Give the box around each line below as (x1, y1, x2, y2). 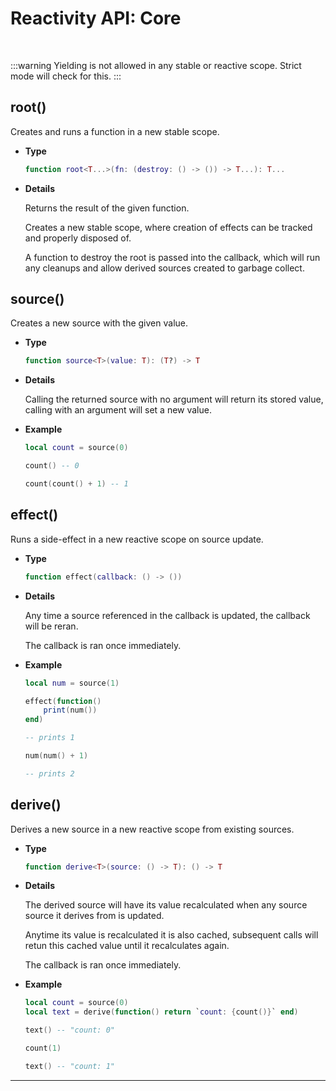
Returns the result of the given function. (24, 202, 190, 214)
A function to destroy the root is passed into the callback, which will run (24, 251, 321, 263)
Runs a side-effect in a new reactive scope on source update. (10, 533, 264, 545)
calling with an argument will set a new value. (24, 404, 212, 416)
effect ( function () (24, 696, 102, 706)
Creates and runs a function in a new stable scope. (10, 125, 220, 137)
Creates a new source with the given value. (10, 317, 188, 329)
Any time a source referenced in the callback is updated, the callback (24, 609, 311, 621)
